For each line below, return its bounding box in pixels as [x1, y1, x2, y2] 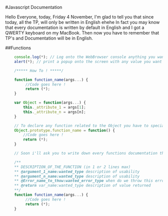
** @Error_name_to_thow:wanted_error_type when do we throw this [14, 178, 153, 183]
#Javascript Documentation [5, 4, 62, 10]
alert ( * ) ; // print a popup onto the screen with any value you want [14, 59, 162, 64]
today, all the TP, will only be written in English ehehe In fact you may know [5, 19, 160, 25]
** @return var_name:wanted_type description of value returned [14, 183, 151, 188]
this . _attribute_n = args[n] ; [23, 109, 86, 114]
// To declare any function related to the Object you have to [14, 123, 149, 128]
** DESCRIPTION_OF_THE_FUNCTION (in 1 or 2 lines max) [14, 164, 131, 169]
